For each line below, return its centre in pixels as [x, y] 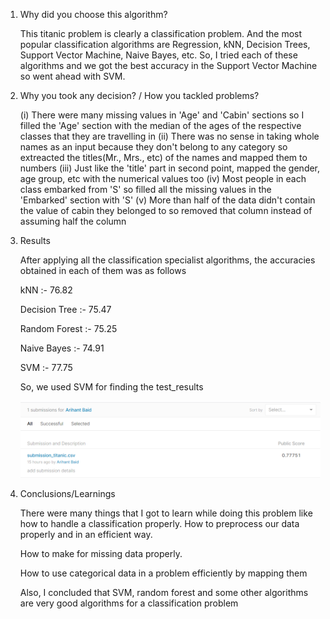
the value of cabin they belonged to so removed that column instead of [166, 210]
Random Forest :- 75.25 [68, 328]
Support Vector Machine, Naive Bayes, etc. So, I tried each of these [158, 55]
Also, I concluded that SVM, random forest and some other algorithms [164, 592]
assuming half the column [73, 221]
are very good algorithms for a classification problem [129, 603]
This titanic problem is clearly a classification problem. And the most [161, 33]
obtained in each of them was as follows [103, 270]
